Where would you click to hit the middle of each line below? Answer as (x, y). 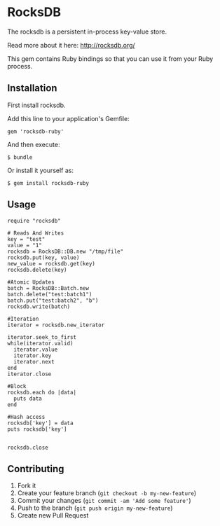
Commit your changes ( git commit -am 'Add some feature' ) (104, 501)
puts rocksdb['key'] (37, 429)
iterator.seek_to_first (42, 337)
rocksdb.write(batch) (39, 306)
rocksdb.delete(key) (37, 270)
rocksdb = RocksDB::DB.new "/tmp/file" (66, 251)
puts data (28, 399)
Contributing (36, 469)
